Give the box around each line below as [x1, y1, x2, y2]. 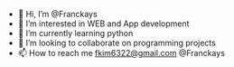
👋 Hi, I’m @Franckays [17, 9, 98, 19]
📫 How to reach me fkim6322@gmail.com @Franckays [17, 48, 226, 58]
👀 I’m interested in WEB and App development [17, 18, 190, 29]
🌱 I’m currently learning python [17, 28, 134, 38]
